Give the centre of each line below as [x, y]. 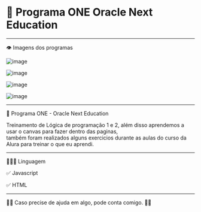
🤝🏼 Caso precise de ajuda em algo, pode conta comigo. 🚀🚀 [79, 202]
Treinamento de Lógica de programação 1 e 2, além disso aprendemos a [95, 125]
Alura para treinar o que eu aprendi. [50, 144]
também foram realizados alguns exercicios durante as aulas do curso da [96, 138]
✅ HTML [17, 184]
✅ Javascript [22, 172]
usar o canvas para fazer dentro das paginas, [62, 131]
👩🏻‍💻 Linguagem [26, 161]
